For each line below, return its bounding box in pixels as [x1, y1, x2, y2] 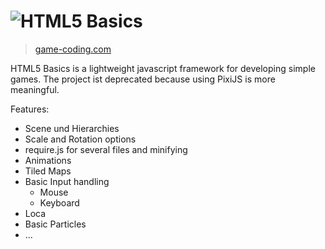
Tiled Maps [24, 165, 72, 177]
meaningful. [10, 83, 60, 95]
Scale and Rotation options [24, 133, 137, 145]
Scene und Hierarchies [24, 122, 120, 134]
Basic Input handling [24, 175, 110, 187]
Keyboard [39, 196, 80, 209]
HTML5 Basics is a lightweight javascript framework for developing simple [10, 62, 316, 74]
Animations [24, 154, 72, 166]
